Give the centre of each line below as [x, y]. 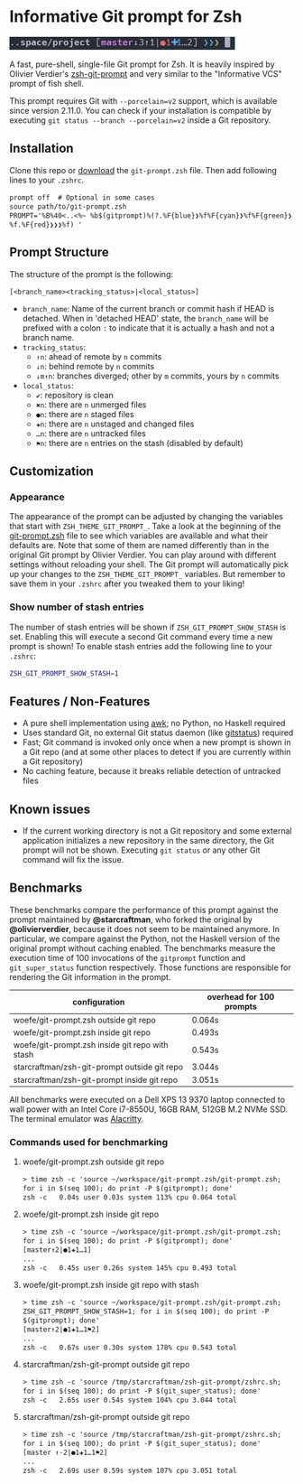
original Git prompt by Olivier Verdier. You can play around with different [143, 555]
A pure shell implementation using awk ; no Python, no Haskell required [154, 723]
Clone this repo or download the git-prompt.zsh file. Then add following [143, 170]
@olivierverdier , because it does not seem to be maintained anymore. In [145, 929]
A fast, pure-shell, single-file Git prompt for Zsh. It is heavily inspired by [142, 64]
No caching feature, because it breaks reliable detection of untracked [151, 771]
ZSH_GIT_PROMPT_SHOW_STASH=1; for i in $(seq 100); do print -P [146, 1311]
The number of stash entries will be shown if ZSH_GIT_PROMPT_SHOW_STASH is [148, 627]
